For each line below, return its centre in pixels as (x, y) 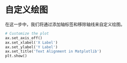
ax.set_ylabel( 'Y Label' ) (31, 47)
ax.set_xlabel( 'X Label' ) (31, 42)
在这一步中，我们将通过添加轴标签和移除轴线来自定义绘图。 (65, 24)
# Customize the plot (27, 33)
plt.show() (16, 56)
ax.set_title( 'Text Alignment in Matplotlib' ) (53, 51)
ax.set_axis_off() (24, 38)
